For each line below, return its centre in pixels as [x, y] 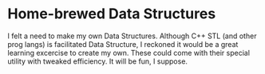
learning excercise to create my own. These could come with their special [129, 53]
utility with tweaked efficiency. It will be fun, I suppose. [98, 61]
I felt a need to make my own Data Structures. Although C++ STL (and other [132, 36]
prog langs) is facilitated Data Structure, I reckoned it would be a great [123, 44]
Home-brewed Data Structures [112, 14]
